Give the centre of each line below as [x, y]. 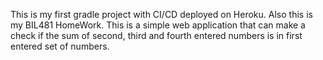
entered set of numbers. [60, 46]
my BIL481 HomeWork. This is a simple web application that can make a [158, 25]
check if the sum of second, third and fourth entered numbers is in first [156, 35]
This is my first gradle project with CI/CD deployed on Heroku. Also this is [161, 14]
